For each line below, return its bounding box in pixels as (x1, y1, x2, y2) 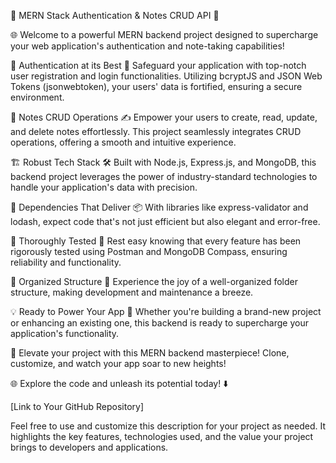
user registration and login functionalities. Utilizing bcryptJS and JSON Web (10, 70, 323, 82)
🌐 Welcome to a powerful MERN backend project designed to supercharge (10, 29, 319, 40)
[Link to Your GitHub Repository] (10, 401, 145, 412)
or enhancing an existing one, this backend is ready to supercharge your (10, 317, 309, 329)
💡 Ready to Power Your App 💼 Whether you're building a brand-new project (10, 306, 322, 317)
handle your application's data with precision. (10, 181, 198, 193)
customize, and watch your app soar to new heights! (10, 358, 227, 369)
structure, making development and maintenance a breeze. (10, 286, 254, 298)
